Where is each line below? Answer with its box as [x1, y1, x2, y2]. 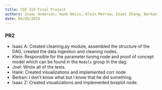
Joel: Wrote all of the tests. [12, 64, 66, 70]
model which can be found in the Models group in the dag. [12, 59, 128, 65]
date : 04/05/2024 [5, 16, 40, 21]
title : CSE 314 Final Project [5, 7, 66, 12]
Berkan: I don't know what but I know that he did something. [12, 74, 132, 80]
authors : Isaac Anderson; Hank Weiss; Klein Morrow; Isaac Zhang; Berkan [5, 12, 158, 17]
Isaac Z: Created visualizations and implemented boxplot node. [12, 79, 138, 85]
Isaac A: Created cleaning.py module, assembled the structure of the [12, 43, 150, 49]
